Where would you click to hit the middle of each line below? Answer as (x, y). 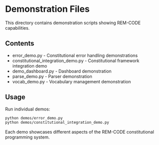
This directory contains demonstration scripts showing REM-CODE (73, 23)
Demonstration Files (47, 9)
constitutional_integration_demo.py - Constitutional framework (76, 61)
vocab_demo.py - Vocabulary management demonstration (72, 81)
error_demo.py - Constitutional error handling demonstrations (75, 55)
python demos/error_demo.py (34, 118)
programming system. (27, 137)
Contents (20, 44)
